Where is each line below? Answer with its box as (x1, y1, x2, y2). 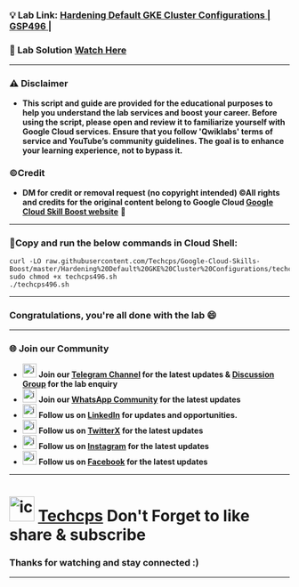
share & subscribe (9, 525, 147, 544)
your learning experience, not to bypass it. (21, 145, 183, 156)
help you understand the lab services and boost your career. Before (21, 107, 278, 117)
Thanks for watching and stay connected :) (9, 556, 199, 568)
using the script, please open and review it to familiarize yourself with (21, 117, 286, 127)
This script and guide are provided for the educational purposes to (21, 98, 273, 109)
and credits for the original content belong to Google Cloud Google (21, 197, 274, 207)
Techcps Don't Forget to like (37, 505, 250, 526)
